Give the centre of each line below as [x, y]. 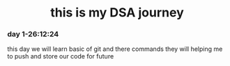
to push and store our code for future [61, 56]
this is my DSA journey [117, 13]
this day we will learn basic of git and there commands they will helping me [115, 49]
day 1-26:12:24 [33, 34]
